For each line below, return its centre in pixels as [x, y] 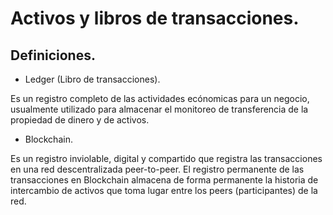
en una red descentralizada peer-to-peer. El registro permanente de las [157, 169]
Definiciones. [53, 55]
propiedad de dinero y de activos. [80, 120]
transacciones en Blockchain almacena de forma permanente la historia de [164, 180]
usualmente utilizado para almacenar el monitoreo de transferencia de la [159, 109]
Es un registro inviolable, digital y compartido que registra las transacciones [166, 158]
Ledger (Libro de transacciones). [92, 79]
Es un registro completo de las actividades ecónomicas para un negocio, [160, 98]
